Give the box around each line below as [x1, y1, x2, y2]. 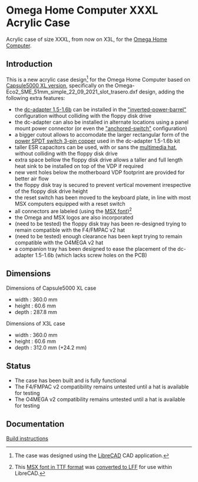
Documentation [6, 419, 65, 429]
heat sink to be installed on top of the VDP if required [14, 163, 144, 170]
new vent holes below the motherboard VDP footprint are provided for [14, 169, 185, 176]
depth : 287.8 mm [14, 308, 58, 315]
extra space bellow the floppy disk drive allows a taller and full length [14, 156, 183, 163]
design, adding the [138, 88, 184, 95]
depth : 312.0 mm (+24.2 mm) [14, 344, 87, 351]
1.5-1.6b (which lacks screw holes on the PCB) [35, 252, 147, 259]
